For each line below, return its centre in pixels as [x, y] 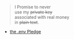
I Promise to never [32, 7]
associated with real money [42, 17]
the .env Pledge [25, 32]
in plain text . [27, 22]
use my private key [33, 12]
